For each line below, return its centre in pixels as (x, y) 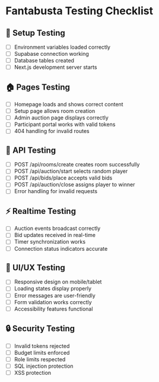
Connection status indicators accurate (61, 248)
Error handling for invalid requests (56, 191)
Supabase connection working (52, 54)
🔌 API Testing (31, 150)
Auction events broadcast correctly (57, 228)
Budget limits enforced (42, 352)
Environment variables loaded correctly (62, 47)
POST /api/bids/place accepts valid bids (63, 178)
